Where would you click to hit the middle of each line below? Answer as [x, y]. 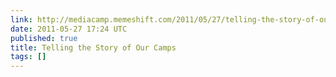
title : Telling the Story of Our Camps [93, 47]
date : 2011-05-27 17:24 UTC [69, 29]
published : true [44, 38]
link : [21, 19]
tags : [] [28, 57]
